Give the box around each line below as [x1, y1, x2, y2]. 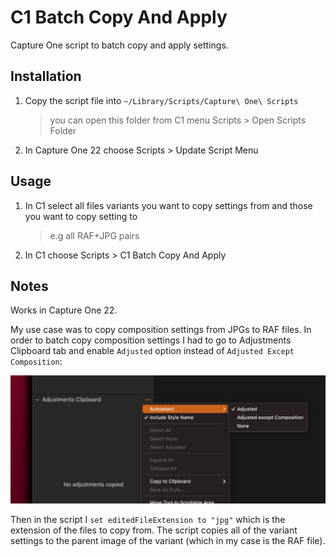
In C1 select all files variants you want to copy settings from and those [24, 199, 313, 211]
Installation [10, 68, 82, 85]
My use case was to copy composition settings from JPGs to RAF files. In [10, 324, 312, 336]
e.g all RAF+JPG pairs [49, 229, 140, 241]
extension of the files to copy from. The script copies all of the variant [10, 524, 298, 536]
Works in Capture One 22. [10, 304, 118, 316]
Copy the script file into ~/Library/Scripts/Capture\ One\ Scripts [24, 94, 299, 106]
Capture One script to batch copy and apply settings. [10, 39, 229, 51]
